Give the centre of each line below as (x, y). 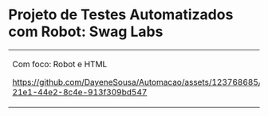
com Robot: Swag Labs (86, 32)
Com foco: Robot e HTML (60, 64)
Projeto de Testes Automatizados (121, 15)
